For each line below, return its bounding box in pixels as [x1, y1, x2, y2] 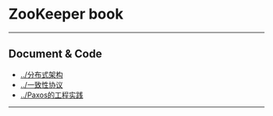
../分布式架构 [19, 70, 63, 79]
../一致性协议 [19, 79, 63, 89]
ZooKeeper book [8, 5, 123, 24]
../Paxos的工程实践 [19, 90, 84, 100]
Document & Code [8, 47, 103, 61]
